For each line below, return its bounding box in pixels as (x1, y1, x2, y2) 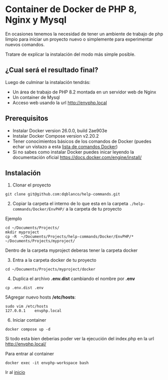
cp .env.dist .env (5, 286, 44, 291)
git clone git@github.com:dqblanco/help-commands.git (5, 192, 121, 197)
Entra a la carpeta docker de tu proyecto (12, 257, 97, 263)
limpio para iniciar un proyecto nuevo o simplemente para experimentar (5, 36, 153, 42)
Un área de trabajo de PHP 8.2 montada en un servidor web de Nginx (12, 89, 156, 95)
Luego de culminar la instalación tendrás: (5, 79, 91, 85)
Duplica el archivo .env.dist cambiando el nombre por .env (12, 275, 135, 282)
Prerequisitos (5, 114, 49, 123)
